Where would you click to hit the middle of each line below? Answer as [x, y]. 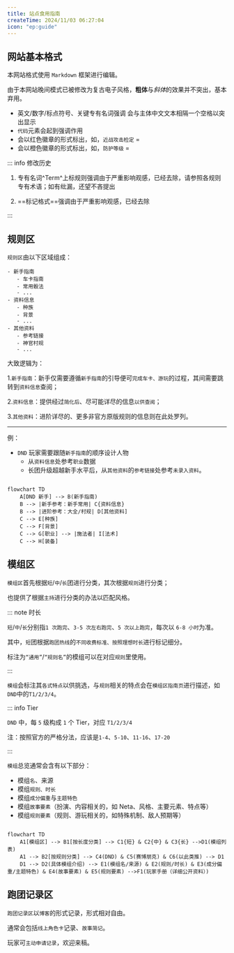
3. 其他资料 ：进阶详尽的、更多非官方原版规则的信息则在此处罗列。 [100, 416]
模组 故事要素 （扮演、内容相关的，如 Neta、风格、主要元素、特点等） [115, 806]
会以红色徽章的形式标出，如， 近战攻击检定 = [79, 140]
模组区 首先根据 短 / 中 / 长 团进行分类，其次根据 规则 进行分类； [88, 582]
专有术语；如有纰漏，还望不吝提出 [66, 186]
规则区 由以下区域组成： [39, 257]
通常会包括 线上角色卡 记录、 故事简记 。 [58, 928]
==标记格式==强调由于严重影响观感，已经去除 [83, 201]
